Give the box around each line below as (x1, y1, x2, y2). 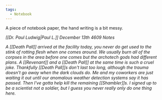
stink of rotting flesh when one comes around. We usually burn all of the (5, 49, 150, 55)
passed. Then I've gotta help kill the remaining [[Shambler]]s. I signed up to (5, 80, 157, 85)
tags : (5, 7, 16, 12)
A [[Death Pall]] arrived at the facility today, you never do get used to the (5, 44, 152, 50)
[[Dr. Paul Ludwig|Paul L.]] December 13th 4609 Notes (5, 34, 115, 40)
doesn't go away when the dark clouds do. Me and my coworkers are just (5, 69, 153, 75)
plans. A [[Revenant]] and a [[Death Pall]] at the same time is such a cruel (5, 59, 154, 65)
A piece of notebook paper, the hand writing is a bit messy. (5, 25, 123, 31)
